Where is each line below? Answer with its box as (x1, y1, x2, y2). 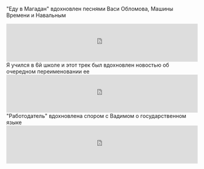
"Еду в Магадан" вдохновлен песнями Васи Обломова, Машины (6, 5, 174, 12)
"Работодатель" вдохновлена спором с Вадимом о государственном (6, 112, 186, 119)
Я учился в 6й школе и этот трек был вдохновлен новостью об (6, 61, 169, 69)
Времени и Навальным (6, 12, 66, 19)
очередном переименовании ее (6, 68, 90, 75)
